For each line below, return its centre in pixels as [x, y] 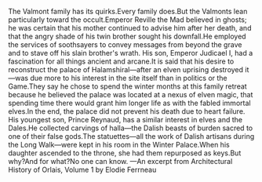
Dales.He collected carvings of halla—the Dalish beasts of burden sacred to [131, 128]
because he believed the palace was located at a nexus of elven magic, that [131, 95]
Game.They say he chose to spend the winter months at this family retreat [127, 86]
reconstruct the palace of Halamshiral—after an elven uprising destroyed [126, 69]
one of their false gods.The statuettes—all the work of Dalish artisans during [131, 136]
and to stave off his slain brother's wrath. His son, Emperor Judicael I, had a [131, 53]
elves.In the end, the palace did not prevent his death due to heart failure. [127, 111]
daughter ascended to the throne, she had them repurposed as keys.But [125, 153]
